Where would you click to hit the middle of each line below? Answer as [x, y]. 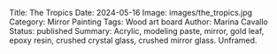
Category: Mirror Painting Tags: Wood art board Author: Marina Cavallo [138, 22]
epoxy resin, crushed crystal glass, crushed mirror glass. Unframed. [133, 40]
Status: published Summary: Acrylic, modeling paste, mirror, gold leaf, [137, 31]
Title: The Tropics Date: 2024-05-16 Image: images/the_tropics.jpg [131, 13]
